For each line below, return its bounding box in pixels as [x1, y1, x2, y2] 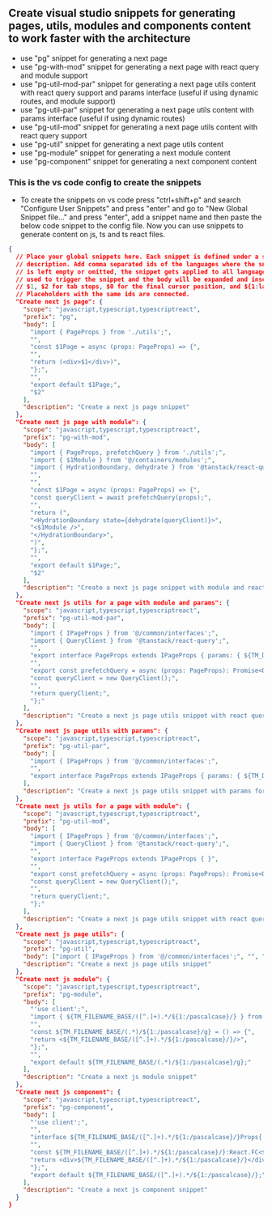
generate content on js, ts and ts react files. [19, 230, 166, 240]
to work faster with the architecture [8, 32, 191, 45]
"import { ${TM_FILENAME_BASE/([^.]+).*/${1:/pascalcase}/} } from [29, 1013, 263, 1021]
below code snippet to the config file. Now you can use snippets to [19, 221, 244, 231]
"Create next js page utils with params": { [15, 727, 168, 735]
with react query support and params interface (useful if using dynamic [19, 87, 259, 97]
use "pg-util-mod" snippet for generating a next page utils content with [19, 121, 258, 132]
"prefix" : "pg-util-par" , [23, 742, 111, 750]
